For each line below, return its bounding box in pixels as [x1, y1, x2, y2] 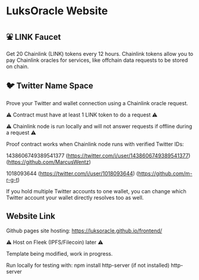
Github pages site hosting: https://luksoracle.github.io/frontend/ [6, 227, 162, 234]
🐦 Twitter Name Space [6, 81, 93, 91]
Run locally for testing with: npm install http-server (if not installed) [6, 262, 170, 269]
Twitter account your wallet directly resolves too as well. [6, 194, 144, 201]
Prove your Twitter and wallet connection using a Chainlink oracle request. [6, 99, 188, 106]
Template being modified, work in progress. [6, 250, 113, 257]
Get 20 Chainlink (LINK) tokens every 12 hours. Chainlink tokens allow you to [6, 51, 194, 57]
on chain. [6, 63, 29, 70]
